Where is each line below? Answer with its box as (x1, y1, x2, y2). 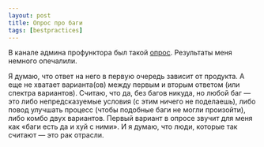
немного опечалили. (8, 56, 77, 66)
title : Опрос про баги (8, 19, 83, 27)
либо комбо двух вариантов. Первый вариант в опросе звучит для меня (8, 114, 253, 123)
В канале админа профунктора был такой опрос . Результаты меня (8, 48, 233, 58)
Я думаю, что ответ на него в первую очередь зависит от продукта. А (8, 72, 245, 81)
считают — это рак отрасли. (8, 130, 104, 140)
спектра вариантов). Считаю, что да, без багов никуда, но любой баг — (8, 89, 251, 98)
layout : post (8, 11, 51, 20)
